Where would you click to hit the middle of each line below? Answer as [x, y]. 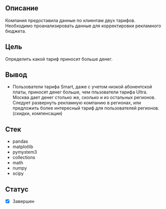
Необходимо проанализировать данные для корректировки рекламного [83, 26]
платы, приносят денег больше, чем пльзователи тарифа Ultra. [80, 92]
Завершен [23, 201]
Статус [17, 189]
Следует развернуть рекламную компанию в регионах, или [77, 103]
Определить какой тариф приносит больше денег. [59, 59]
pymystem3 [25, 152]
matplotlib [23, 147]
